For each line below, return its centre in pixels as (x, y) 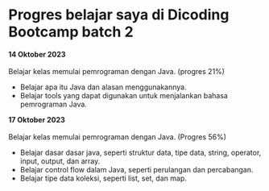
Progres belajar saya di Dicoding (119, 15)
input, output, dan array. (60, 161)
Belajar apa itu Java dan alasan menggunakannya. (103, 87)
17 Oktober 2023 (37, 119)
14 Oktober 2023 (37, 54)
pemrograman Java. (53, 104)
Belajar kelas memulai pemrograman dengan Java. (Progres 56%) (118, 137)
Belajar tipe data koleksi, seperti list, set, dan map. (103, 178)
